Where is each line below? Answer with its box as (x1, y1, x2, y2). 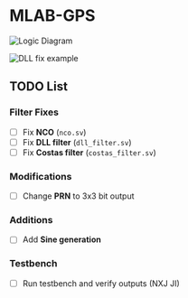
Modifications (9, 170, 72, 182)
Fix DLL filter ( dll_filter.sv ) (22, 136, 133, 147)
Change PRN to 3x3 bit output (22, 191, 135, 201)
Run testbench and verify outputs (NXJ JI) (22, 277, 181, 289)
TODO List (9, 79, 68, 95)
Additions (9, 214, 53, 227)
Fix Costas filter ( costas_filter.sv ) (22, 146, 156, 158)
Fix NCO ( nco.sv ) (22, 126, 87, 137)
